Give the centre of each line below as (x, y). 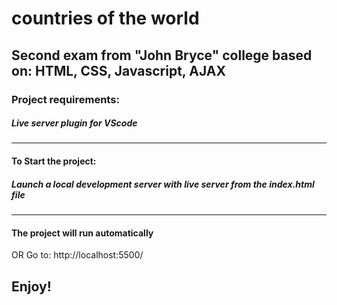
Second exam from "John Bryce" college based (162, 55)
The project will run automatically (82, 233)
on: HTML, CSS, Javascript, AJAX (118, 70)
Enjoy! (31, 286)
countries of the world (105, 18)
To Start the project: (54, 161)
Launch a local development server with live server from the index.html (163, 184)
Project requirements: (65, 99)
